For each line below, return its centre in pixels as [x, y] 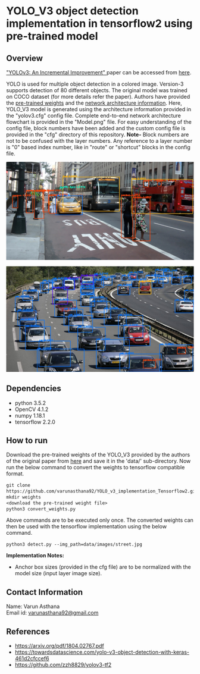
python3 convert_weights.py [41, 509]
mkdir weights [24, 497]
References [28, 631]
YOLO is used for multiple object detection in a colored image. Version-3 [95, 84]
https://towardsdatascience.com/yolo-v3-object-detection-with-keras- [102, 652]
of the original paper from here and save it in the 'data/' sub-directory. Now [99, 461]
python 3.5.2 [30, 403]
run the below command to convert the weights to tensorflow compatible [96, 468]
